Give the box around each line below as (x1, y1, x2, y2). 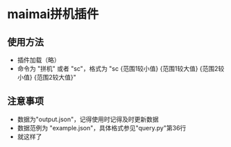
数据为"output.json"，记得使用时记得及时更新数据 (17, 115, 160, 123)
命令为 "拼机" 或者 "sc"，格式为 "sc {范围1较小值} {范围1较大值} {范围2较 (17, 64, 225, 73)
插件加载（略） (17, 56, 60, 64)
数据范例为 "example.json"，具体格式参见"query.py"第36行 (17, 123, 187, 132)
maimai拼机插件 (7, 6, 99, 22)
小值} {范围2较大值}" (17, 73, 76, 81)
